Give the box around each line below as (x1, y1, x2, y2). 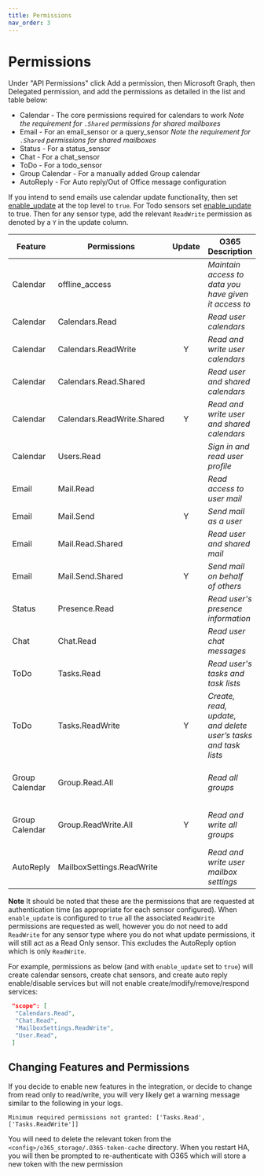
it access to (207, 299, 251, 310)
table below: (8, 95, 49, 105)
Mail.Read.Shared (57, 538, 123, 549)
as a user (207, 516, 243, 527)
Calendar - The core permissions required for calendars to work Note (19, 111, 245, 120)
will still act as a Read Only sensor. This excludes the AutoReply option (8, 939, 236, 948)
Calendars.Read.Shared (57, 377, 145, 388)
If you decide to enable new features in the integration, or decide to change (8, 1082, 253, 1091)
